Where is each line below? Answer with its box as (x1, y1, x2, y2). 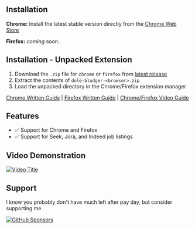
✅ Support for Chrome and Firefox (14, 127, 98, 134)
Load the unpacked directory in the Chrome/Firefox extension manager (14, 83, 186, 90)
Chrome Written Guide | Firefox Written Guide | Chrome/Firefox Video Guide (6, 94, 189, 101)
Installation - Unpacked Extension (6, 55, 132, 65)
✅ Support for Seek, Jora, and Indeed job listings (14, 133, 133, 140)
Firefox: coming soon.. (6, 37, 61, 45)
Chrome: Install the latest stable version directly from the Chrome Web (6, 20, 177, 27)
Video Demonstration (6, 151, 86, 160)
